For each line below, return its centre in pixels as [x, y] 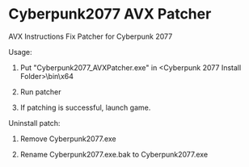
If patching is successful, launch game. [85, 107]
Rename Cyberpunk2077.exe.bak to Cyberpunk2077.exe [114, 154]
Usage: [20, 52]
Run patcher [41, 92]
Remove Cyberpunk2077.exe [68, 139]
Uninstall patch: [34, 123]
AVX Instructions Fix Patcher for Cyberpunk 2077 [91, 36]
